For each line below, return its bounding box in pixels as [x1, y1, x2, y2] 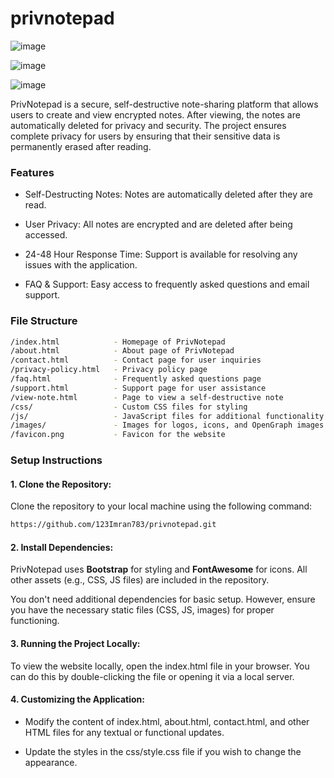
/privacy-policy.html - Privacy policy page [10, 365, 208, 375]
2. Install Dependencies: [10, 541, 114, 553]
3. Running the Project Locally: [10, 637, 141, 649]
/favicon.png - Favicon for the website [10, 430, 226, 440]
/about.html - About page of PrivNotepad [10, 346, 235, 356]
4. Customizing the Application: [10, 693, 145, 706]
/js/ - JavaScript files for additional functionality [10, 411, 325, 421]
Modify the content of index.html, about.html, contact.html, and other [24, 715, 310, 727]
